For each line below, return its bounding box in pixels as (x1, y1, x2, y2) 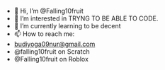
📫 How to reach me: (13, 30, 75, 38)
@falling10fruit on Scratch (13, 47, 90, 56)
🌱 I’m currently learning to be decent (13, 22, 122, 30)
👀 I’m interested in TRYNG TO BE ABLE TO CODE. (13, 14, 159, 23)
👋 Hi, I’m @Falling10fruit (13, 7, 84, 15)
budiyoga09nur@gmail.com (13, 40, 96, 48)
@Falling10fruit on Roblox (13, 55, 89, 63)
